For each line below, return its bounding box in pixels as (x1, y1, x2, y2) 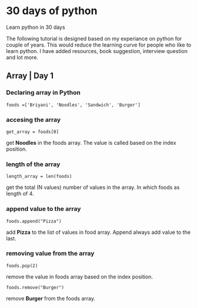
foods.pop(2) (6, 263, 38, 269)
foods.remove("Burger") (6, 284, 65, 290)
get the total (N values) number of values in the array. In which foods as (6, 184, 180, 191)
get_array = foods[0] (6, 128, 59, 135)
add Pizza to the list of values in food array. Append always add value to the (6, 228, 191, 236)
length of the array (6, 160, 61, 168)
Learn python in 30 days (6, 24, 66, 31)
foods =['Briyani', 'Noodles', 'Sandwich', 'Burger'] (6, 102, 141, 108)
